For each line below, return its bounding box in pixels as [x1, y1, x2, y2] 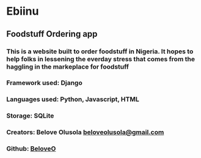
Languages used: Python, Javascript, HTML [6, 95, 139, 103]
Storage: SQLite [6, 111, 54, 120]
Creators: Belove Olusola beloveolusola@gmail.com [6, 128, 164, 137]
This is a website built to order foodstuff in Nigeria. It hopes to [6, 47, 194, 56]
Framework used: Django [6, 78, 82, 87]
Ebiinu [6, 4, 39, 18]
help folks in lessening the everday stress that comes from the [6, 55, 196, 63]
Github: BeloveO [6, 145, 56, 153]
